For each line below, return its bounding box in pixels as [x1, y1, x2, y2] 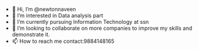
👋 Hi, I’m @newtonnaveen [11, 6, 77, 12]
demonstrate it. [11, 31, 50, 38]
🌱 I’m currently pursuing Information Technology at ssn [11, 18, 149, 25]
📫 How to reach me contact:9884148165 [11, 37, 115, 45]
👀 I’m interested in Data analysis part [11, 12, 104, 19]
